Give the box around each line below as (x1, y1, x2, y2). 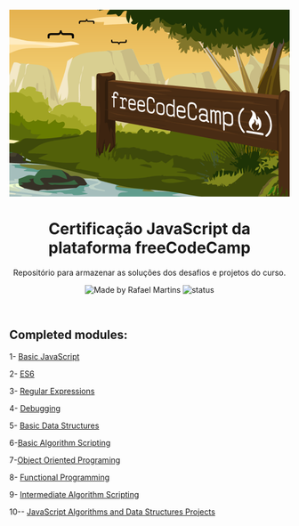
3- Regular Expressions (9, 385, 95, 396)
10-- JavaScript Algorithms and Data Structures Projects (9, 506, 216, 517)
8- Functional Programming (9, 472, 110, 482)
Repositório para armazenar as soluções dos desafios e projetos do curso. (12, 267, 287, 278)
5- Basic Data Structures (9, 420, 100, 431)
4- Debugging (9, 402, 61, 413)
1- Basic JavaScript (9, 351, 80, 361)
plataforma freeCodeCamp (48, 238, 251, 258)
